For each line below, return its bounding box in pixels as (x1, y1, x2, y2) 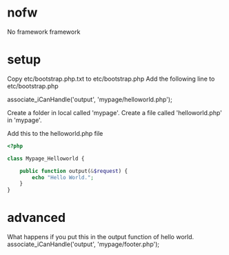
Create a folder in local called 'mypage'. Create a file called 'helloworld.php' (7, 108, 223, 116)
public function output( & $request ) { (19, 167, 128, 174)
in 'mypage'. (7, 116, 42, 124)
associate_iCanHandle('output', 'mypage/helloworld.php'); (7, 95, 172, 103)
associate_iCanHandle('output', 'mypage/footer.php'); (7, 240, 160, 249)
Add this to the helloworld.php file (7, 129, 103, 137)
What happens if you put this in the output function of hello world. (7, 233, 195, 241)
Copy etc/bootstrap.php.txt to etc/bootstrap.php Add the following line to (7, 74, 215, 83)
